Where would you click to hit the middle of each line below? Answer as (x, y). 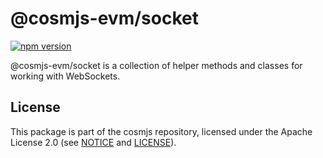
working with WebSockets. (65, 76)
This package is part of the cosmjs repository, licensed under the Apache (161, 131)
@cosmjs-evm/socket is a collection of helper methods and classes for (156, 65)
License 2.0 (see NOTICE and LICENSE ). (93, 142)
